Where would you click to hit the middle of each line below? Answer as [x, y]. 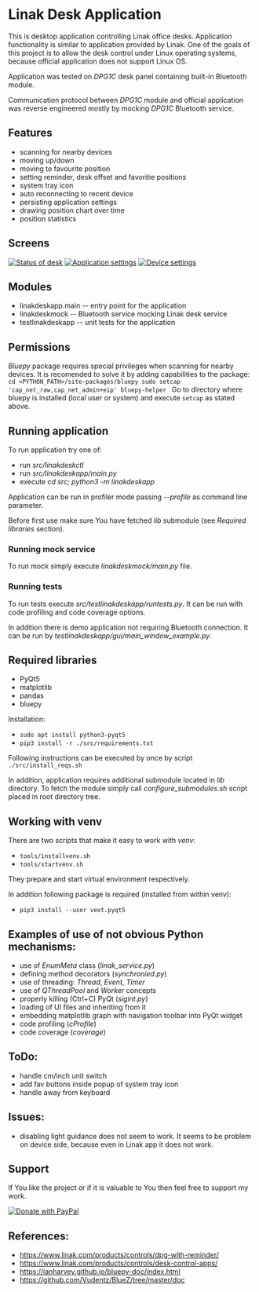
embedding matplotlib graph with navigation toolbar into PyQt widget [131, 1016]
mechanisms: [42, 946]
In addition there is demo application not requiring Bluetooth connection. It [128, 627]
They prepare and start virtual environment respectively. [99, 879]
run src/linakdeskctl [51, 465]
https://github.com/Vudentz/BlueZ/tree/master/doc [102, 1280]
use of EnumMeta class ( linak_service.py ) [87, 965]
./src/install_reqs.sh [45, 766]
